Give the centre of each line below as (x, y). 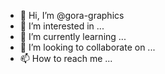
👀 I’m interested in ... (62, 26)
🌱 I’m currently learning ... (73, 36)
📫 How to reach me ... (66, 58)
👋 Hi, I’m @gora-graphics (72, 15)
